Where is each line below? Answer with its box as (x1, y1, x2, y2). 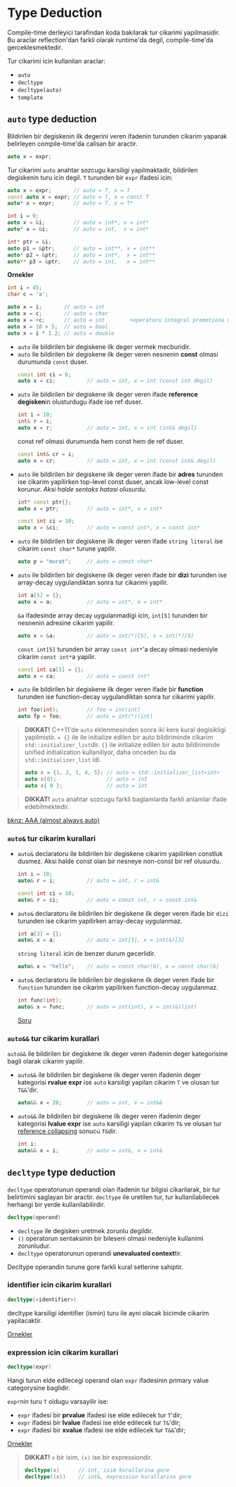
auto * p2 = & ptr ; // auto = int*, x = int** (7, 251, 156, 258)
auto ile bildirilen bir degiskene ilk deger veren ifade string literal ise (17, 537, 223, 546)
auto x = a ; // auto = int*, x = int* (17, 598, 163, 606)
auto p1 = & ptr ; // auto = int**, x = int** (7, 245, 156, 252)
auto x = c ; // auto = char (7, 310, 109, 317)
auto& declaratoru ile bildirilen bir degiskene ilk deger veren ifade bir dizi (17, 909, 229, 917)
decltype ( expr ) (7, 1363, 52, 1370)
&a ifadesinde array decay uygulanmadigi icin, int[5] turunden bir (17, 611, 209, 620)
